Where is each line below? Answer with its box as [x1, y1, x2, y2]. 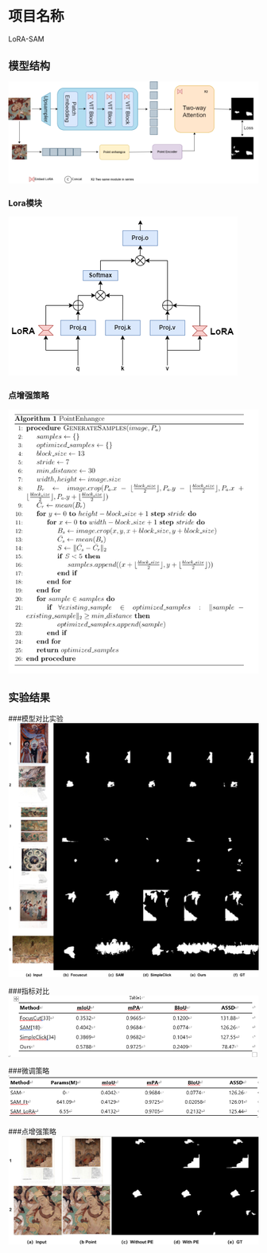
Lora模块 [8, 198, 42, 209]
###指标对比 [8, 986, 50, 996]
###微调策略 [8, 1066, 50, 1075]
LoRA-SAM [8, 33, 45, 44]
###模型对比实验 [8, 713, 64, 723]
